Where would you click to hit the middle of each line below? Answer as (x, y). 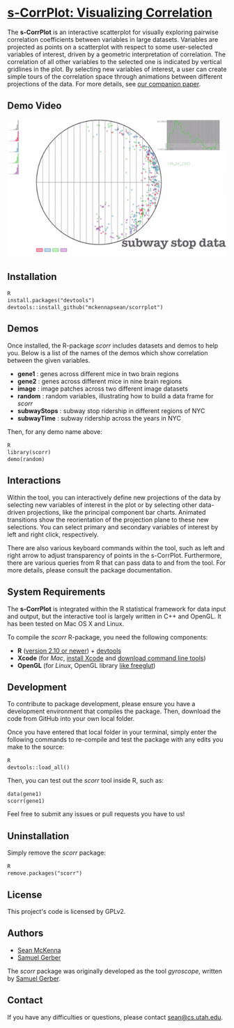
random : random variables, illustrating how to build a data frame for (115, 396)
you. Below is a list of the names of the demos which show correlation (108, 352)
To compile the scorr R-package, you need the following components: (108, 637)
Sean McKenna (39, 950)
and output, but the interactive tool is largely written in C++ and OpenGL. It (114, 616)
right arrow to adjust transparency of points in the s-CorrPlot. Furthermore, (115, 555)
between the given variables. (49, 360)
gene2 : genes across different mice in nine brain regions (100, 381)
